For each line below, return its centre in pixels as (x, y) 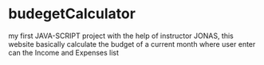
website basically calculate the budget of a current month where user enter (132, 44)
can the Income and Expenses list (64, 52)
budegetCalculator (72, 14)
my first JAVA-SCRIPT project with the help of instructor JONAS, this (121, 36)
